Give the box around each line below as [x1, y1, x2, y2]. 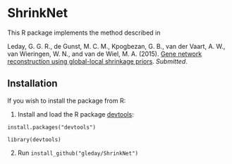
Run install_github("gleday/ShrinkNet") [17, 148, 139, 157]
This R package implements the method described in [7, 28, 161, 37]
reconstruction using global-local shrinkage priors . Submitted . [7, 57, 188, 65]
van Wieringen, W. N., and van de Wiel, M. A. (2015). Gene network [7, 49, 202, 58]
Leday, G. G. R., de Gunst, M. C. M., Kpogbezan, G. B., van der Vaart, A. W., [7, 42, 226, 50]
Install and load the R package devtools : [17, 110, 134, 118]
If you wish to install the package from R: [7, 96, 126, 105]
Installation [7, 78, 58, 90]
